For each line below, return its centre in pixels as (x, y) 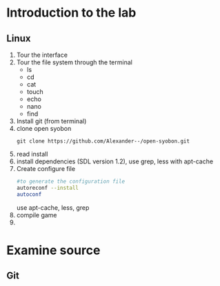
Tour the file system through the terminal (74, 62)
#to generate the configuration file (71, 181)
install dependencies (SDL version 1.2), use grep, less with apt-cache (115, 161)
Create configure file (46, 169)
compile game (37, 215)
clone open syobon (44, 128)
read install (32, 154)
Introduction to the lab (71, 13)
